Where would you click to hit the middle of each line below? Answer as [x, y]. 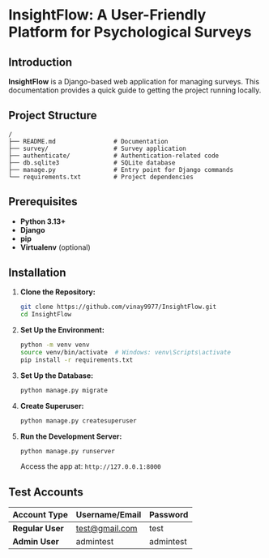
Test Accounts [46, 492]
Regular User [38, 529]
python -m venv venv [55, 345]
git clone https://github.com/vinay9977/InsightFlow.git [118, 307]
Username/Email [109, 515]
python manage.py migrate [64, 390]
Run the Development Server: [71, 436]
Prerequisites [43, 202]
